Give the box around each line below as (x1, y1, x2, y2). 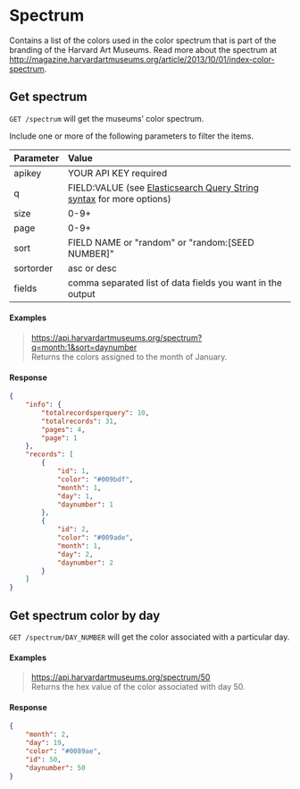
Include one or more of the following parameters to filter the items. (9, 131, 254, 141)
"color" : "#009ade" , (56, 533, 134, 542)
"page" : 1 (41, 433, 78, 443)
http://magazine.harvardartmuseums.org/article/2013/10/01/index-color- (9, 54, 275, 64)
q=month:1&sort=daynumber (30, 342, 137, 352)
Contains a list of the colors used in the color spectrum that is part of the (9, 35, 277, 46)
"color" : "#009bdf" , (56, 475, 134, 484)
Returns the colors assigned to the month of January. (30, 351, 228, 362)
